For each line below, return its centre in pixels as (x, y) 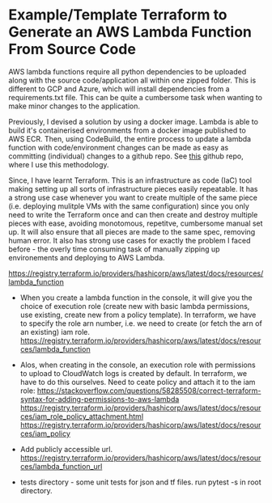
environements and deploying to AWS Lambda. (87, 257)
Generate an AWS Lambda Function (130, 32)
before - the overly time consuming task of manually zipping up (114, 249)
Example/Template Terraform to (118, 15)
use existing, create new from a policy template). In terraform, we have (138, 315)
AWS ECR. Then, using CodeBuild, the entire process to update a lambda (130, 138)
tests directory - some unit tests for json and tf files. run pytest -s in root (140, 482)
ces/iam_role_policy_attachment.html (82, 416)
